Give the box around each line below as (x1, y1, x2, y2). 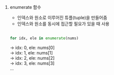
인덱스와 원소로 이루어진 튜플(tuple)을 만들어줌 (17, 15, 108, 21)
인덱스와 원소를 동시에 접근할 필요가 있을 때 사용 (17, 21, 110, 26)
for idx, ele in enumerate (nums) (9, 36, 79, 41)
